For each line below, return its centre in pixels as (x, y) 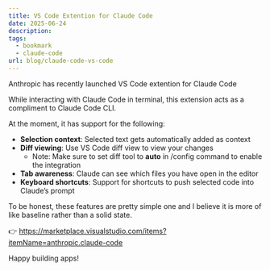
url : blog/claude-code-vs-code (61, 61)
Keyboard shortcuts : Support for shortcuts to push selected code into (137, 181)
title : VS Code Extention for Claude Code (81, 16)
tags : (17, 38)
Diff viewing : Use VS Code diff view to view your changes (116, 148)
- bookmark (34, 46)
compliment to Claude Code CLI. (62, 108)
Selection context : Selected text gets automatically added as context (135, 139)
